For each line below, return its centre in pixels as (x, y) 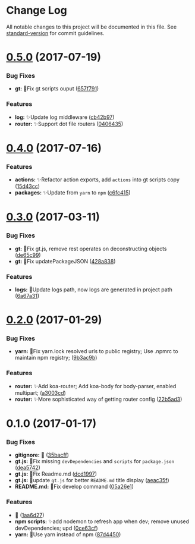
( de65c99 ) (28, 255)
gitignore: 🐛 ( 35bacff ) (42, 455)
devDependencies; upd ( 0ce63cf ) (56, 528)
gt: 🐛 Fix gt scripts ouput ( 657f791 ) (57, 89)
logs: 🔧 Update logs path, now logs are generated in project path (93, 290)
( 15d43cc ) (27, 186)
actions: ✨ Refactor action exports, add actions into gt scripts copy (97, 180)
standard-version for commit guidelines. (55, 33)
